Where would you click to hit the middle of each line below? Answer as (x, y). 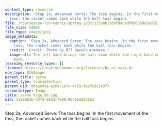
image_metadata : (21, 37)
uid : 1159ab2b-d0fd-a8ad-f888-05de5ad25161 (50, 100)
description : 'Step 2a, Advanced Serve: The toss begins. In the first (79, 14)
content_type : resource (29, 9)
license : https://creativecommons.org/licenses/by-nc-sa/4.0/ (69, 68)
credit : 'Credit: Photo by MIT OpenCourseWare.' (59, 50)
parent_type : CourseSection (33, 81)
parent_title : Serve (26, 77)
